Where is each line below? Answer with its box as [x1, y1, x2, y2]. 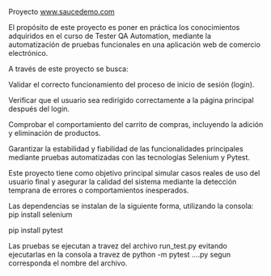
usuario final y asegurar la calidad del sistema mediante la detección [8, 177, 237, 186]
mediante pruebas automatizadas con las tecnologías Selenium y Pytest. [8, 153, 251, 162]
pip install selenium [8, 210, 73, 219]
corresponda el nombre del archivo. [8, 258, 128, 268]
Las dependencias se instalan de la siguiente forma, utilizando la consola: [8, 202, 254, 210]
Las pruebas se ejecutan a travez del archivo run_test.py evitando [8, 241, 228, 250]
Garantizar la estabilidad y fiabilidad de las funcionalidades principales [8, 144, 244, 153]
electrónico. [8, 49, 49, 57]
